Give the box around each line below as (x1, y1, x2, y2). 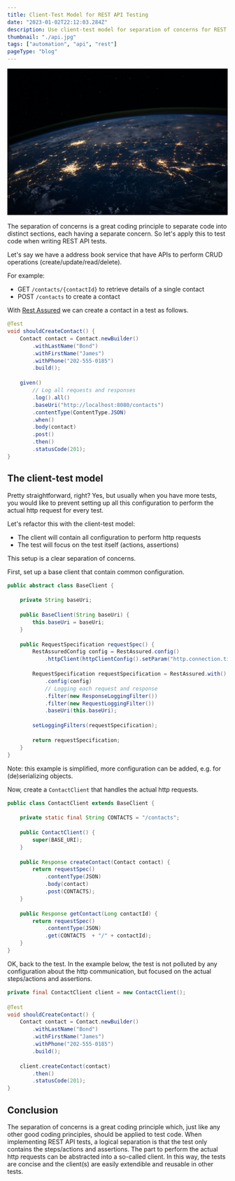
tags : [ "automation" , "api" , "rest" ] (7, 41, 117, 48)
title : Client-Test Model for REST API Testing (7, 11, 149, 18)
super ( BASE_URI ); (32, 836, 83, 843)
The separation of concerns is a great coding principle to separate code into (7, 222, 227, 231)
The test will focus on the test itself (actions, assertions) (17, 541, 180, 549)
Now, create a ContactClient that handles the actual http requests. (7, 785, 199, 794)
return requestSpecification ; (32, 736, 120, 744)
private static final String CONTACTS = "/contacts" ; (20, 815, 180, 822)
